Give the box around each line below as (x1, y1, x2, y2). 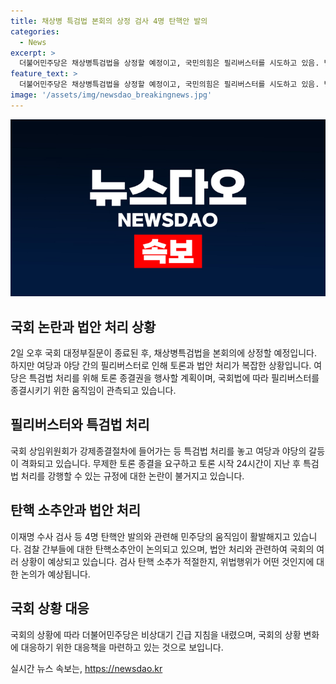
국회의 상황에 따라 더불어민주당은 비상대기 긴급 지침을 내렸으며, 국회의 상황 (10, 628, 302, 640)
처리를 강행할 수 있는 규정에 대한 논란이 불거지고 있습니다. (20, 470, 245, 482)
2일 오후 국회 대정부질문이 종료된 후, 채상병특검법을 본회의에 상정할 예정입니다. (10, 347, 317, 359)
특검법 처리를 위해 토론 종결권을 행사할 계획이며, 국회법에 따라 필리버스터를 (28, 372, 320, 384)
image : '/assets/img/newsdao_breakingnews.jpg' (10, 90, 213, 100)
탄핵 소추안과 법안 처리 (10, 502, 142, 519)
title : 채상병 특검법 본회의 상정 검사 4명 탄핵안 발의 (10, 16, 208, 26)
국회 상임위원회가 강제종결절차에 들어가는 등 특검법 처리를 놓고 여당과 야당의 (10, 445, 307, 457)
